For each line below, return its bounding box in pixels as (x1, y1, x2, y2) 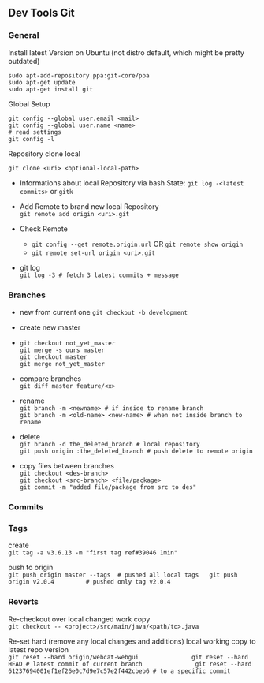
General (8, 30, 39, 41)
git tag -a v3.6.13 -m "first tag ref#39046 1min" (8, 549, 178, 557)
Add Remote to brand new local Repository (19, 201, 159, 211)
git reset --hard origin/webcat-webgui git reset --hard (8, 653, 248, 661)
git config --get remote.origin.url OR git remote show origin (31, 239, 244, 248)
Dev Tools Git (8, 6, 75, 20)
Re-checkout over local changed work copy (8, 614, 151, 624)
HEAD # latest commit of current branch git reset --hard (8, 660, 252, 668)
